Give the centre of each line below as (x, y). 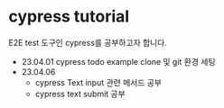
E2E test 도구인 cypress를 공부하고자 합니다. (88, 42)
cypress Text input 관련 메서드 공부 (98, 82)
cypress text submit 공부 (80, 94)
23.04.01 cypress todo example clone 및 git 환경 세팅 (118, 61)
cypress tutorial (69, 17)
